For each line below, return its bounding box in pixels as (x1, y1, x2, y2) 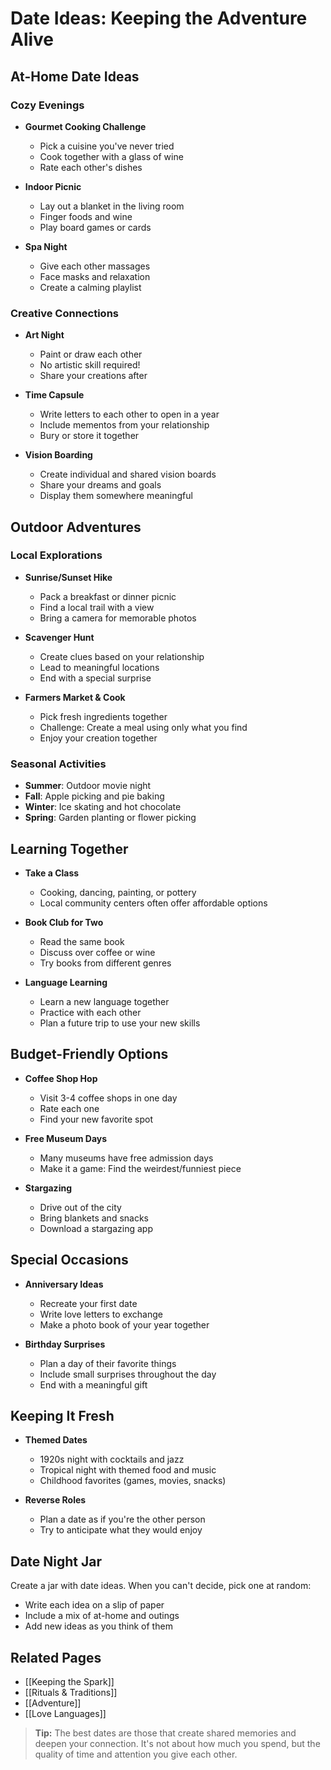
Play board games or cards (39, 221, 152, 233)
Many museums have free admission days (39, 1152, 214, 1164)
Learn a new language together (39, 995, 170, 1007)
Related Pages (10, 1649, 102, 1666)
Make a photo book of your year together (39, 1318, 210, 1331)
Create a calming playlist (39, 281, 142, 293)
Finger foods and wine (39, 210, 133, 222)
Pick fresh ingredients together (39, 710, 168, 722)
